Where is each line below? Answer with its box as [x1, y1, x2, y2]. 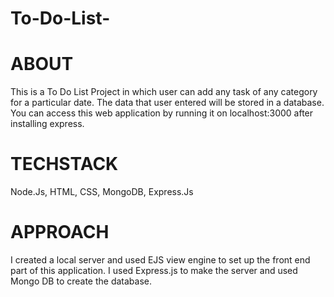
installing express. [10, 118, 85, 130]
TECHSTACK [10, 153, 119, 176]
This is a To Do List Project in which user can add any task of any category [10, 86, 318, 98]
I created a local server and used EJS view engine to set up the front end [10, 254, 311, 266]
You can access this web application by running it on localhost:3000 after [10, 107, 314, 119]
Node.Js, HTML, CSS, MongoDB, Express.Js [10, 186, 194, 198]
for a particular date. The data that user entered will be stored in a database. [10, 97, 325, 109]
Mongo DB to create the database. [10, 275, 153, 287]
